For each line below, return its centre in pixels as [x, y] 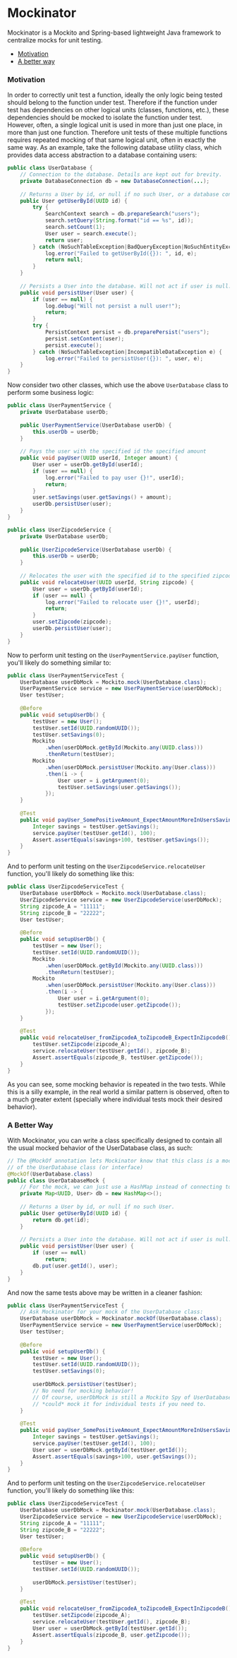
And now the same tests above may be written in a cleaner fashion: [105, 1292]
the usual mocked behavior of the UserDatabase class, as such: [100, 1148]
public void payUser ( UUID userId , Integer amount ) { [99, 458]
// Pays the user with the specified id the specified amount [113, 451]
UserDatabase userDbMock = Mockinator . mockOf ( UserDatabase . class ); [121, 1319]
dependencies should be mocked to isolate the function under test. [105, 117]
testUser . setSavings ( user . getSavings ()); [119, 787]
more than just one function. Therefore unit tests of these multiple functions [117, 133]
